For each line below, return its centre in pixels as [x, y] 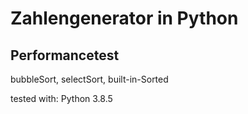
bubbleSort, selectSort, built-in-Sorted [89, 79]
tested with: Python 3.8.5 [61, 98]
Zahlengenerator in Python [124, 18]
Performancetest [65, 55]
